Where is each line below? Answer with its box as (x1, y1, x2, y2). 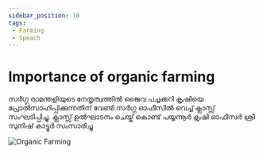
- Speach (11, 33, 41, 42)
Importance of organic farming (8, 68, 215, 86)
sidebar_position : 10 (8, 11, 80, 20)
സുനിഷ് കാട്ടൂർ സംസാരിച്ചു (8, 121, 93, 131)
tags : (8, 19, 26, 27)
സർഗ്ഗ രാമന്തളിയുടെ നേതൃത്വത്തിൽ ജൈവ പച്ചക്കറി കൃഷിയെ (8, 94, 204, 104)
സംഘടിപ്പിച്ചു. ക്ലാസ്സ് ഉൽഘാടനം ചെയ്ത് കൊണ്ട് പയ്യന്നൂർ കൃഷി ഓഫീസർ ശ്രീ (8, 112, 256, 121)
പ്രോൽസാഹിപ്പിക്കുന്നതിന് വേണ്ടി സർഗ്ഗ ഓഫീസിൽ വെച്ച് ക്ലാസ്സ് (8, 103, 215, 113)
